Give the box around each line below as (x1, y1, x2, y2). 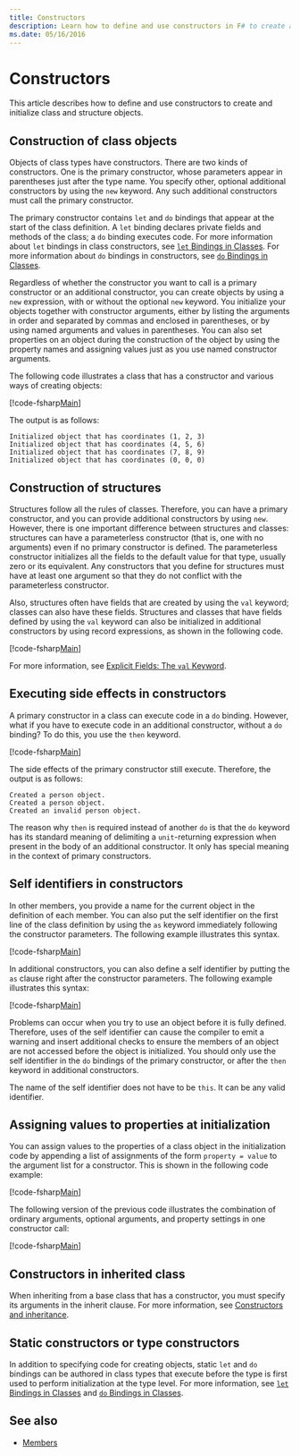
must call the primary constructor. (9, 195, 134, 206)
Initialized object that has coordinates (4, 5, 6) (9, 440, 205, 449)
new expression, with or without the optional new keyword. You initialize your (9, 296, 286, 307)
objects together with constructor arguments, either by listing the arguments (9, 306, 290, 317)
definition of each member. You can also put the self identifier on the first (9, 909, 279, 920)
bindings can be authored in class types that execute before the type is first (9, 1368, 288, 1379)
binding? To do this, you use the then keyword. (9, 728, 181, 739)
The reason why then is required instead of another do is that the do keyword (9, 822, 290, 832)
